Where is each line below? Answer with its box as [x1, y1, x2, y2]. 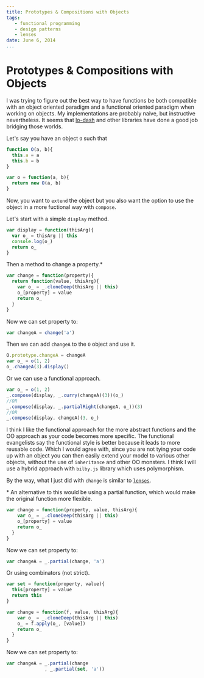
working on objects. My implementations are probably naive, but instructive [6, 109, 196, 117]
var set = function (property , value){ [6, 581, 105, 587]
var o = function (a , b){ [6, 175, 69, 181]
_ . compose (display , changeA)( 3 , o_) [6, 415, 99, 421]
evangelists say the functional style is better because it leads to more [6, 439, 180, 447]
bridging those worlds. [6, 123, 63, 130]
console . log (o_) [12, 238, 53, 244]
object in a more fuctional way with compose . [6, 203, 117, 211]
